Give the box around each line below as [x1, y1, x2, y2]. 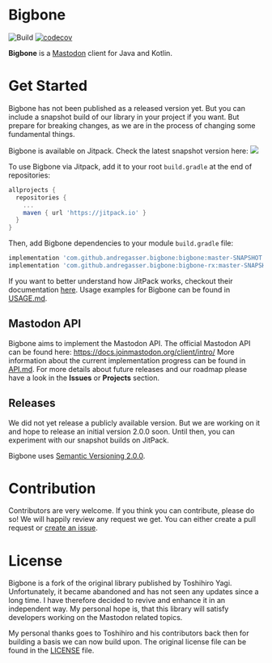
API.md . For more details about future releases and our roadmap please [8, 364, 248, 374]
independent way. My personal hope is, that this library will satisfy [8, 604, 229, 614]
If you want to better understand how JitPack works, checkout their [8, 276, 233, 285]
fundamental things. [8, 129, 75, 139]
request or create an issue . [8, 523, 99, 533]
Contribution [8, 479, 96, 498]
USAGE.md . [8, 293, 48, 303]
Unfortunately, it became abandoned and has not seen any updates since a [8, 587, 259, 597]
